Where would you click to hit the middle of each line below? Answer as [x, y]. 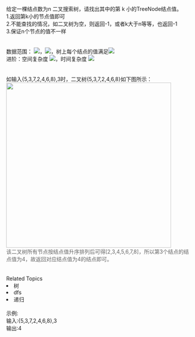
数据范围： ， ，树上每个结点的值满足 [57, 51]
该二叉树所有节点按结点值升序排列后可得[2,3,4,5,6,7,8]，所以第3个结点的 [95, 252]
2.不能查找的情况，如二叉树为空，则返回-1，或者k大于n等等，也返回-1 [92, 24]
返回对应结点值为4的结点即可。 [74, 259]
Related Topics [24, 278]
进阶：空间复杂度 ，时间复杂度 [47, 59]
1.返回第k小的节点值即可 [36, 16]
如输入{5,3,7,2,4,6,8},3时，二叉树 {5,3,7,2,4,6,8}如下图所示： [79, 79]
